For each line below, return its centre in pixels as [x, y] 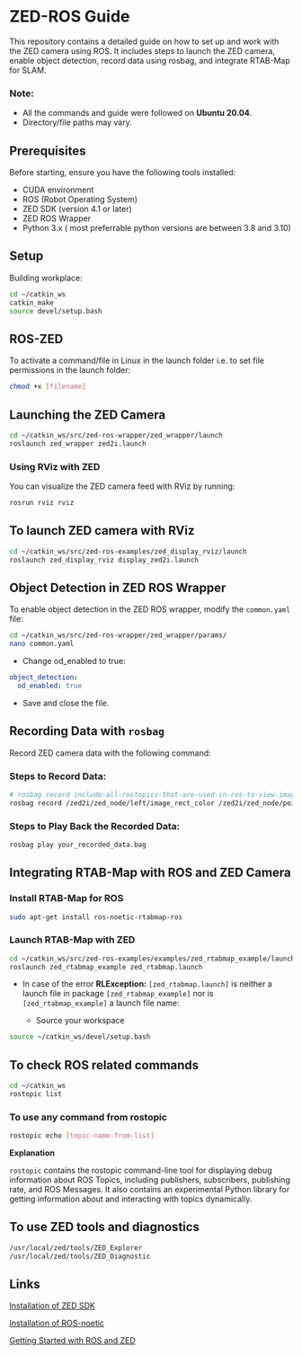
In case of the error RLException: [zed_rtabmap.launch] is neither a [147, 984]
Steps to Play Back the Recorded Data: [95, 826]
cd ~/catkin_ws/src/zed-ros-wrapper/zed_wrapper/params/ [118, 635]
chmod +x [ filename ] [48, 387]
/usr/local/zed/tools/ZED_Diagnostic [80, 1256]
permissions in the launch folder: [70, 370]
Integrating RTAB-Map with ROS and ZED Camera [150, 873]
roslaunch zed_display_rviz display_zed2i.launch [104, 560]
